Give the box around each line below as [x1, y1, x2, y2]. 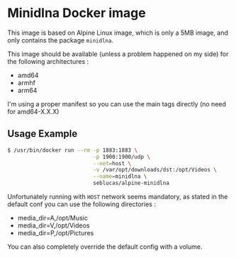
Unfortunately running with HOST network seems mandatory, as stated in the [7, 193, 228, 201]
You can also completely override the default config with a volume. [7, 242, 203, 251]
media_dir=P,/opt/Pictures [17, 229, 94, 237]
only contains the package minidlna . [7, 35, 114, 44]
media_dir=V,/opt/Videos [17, 221, 90, 230]
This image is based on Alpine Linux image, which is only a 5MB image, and [7, 28, 229, 37]
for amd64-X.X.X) [7, 107, 60, 116]
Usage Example [7, 128, 78, 140]
